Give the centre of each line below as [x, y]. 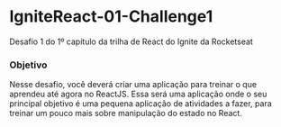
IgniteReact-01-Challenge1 [111, 17]
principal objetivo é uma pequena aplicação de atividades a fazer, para [140, 104]
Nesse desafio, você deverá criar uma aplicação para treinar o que [133, 85]
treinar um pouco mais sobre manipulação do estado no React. [126, 113]
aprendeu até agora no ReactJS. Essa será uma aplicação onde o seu [138, 94]
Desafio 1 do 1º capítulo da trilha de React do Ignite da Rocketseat [131, 41]
